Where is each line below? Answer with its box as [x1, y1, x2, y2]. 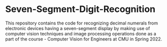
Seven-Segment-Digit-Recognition [5, 3, 156, 15]
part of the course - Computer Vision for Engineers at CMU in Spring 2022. [5, 36, 162, 42]
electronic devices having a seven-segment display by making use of [5, 25, 150, 31]
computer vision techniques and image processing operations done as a [5, 30, 156, 36]
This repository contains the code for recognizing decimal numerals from [5, 20, 158, 26]
